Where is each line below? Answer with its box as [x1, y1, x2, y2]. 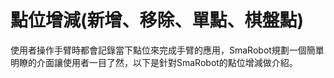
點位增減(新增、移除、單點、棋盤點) [10, 9, 305, 32]
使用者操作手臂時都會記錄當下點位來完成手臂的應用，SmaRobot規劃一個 [10, 44, 307, 56]
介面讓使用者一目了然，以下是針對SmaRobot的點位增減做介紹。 [36, 56, 298, 68]
